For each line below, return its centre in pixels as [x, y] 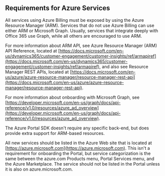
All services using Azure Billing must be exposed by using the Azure [75, 20]
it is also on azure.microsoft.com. [39, 169]
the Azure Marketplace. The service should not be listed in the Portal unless [82, 164]
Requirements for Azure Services [58, 8]
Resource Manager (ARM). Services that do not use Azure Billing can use [80, 25]
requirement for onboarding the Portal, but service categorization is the [78, 153]
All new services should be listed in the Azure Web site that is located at [79, 143]
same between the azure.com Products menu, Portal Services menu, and [80, 159]
